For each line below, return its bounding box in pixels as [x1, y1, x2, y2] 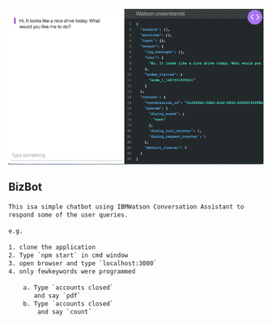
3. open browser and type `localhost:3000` [8, 259, 158, 267]
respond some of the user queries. [8, 211, 129, 219]
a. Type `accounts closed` [23, 284, 114, 292]
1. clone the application [8, 243, 96, 251]
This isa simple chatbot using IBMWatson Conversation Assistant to [8, 203, 244, 211]
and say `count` [37, 308, 92, 316]
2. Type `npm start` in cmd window [8, 251, 129, 259]
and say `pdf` [33, 292, 82, 300]
